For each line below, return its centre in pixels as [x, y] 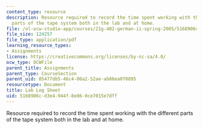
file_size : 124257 [29, 34]
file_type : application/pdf [42, 40]
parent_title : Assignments [40, 68]
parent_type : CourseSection [42, 74]
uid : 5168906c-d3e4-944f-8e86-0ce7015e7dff [62, 96]
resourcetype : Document [36, 85]
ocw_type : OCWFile [29, 62]
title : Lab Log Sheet [34, 90]
